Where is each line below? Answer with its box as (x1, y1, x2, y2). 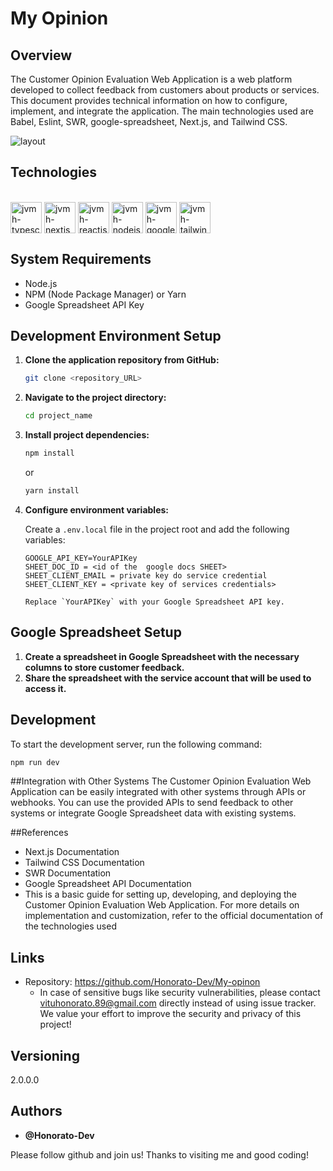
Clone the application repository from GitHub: (24, 354, 220, 366)
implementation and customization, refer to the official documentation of (24, 910, 324, 922)
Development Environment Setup (10, 328, 222, 345)
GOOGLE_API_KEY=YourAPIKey (24, 553, 138, 563)
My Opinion (10, 7, 109, 30)
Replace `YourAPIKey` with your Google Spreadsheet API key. (24, 597, 286, 607)
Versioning (10, 1047, 80, 1064)
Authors (10, 1103, 63, 1120)
